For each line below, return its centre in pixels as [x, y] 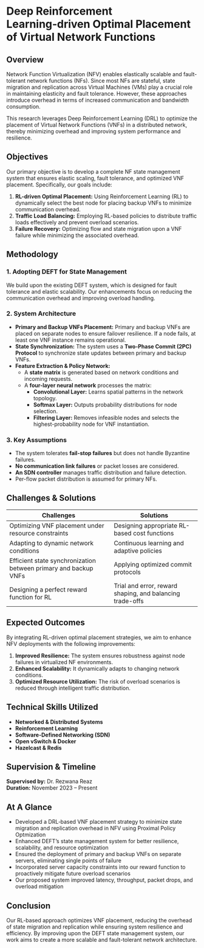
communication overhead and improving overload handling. [81, 298]
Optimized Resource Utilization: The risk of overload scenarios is [98, 681]
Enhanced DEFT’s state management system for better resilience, [97, 841]
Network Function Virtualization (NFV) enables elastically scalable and [94, 74]
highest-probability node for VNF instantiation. [91, 424]
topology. [45, 398]
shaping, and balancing [147, 593]
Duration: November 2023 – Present [52, 788]
